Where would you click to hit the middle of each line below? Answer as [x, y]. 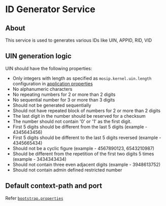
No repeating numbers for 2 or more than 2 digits [64, 94]
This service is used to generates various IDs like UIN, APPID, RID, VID [79, 40]
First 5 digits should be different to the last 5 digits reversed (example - [87, 138]
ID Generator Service [50, 9]
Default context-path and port [54, 186]
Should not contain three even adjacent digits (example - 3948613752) [87, 164]
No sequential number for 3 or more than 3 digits [64, 99]
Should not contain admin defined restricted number [68, 170]
